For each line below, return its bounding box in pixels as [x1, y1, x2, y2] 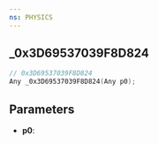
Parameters [9, 102, 75, 117]
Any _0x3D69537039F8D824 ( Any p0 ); [9, 77, 137, 87]
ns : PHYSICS [9, 12, 53, 22]
